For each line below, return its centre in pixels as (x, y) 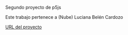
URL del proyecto (24, 27)
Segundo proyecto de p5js (33, 7)
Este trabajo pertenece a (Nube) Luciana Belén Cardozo (64, 17)
